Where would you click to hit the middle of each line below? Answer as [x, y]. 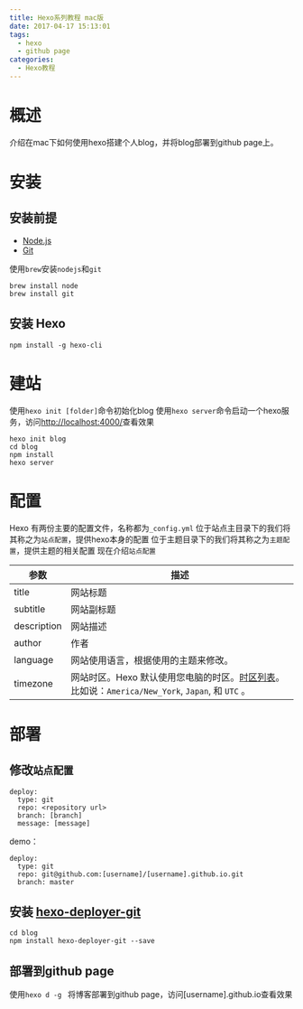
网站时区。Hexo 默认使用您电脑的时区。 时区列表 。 [178, 677]
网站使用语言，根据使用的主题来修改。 [152, 660]
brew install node [44, 285]
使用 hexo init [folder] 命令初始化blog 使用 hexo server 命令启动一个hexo [146, 410]
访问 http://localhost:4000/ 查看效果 [90, 422]
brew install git [42, 294]
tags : [19, 34]
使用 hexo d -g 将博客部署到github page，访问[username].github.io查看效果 [151, 995]
